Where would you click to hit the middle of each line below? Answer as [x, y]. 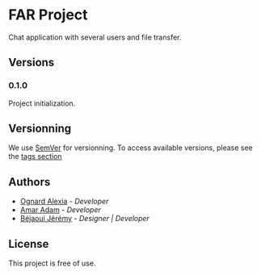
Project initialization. [42, 103]
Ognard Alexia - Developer [64, 201]
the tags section [35, 157]
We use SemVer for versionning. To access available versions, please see [130, 148]
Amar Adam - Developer [60, 210]
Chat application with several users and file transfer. [95, 37]
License [29, 244]
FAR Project [48, 15]
